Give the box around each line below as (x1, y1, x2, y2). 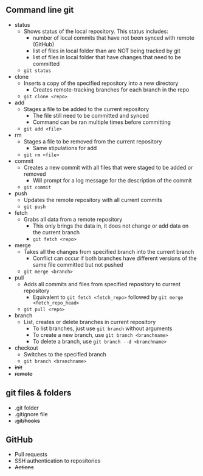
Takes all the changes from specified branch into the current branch (23, 248, 194, 255)
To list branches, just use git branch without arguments (32, 325, 173, 332)
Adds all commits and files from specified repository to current (23, 280, 181, 287)
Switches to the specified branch (23, 350, 107, 358)
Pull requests (14, 451, 48, 458)
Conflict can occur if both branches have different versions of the (32, 254, 197, 262)
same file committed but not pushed (32, 261, 123, 268)
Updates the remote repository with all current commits (23, 196, 162, 203)
